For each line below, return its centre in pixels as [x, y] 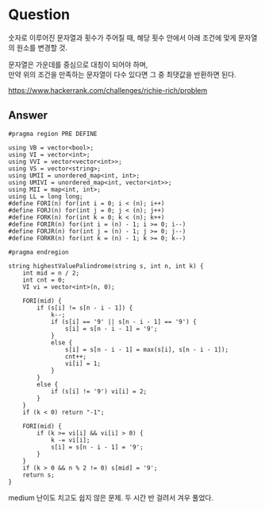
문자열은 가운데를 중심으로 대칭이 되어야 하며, [78, 64]
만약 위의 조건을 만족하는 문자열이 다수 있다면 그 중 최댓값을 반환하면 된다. [122, 74]
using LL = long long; [46, 197]
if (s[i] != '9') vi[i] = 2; [99, 391]
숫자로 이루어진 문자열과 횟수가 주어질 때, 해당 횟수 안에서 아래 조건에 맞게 [122, 37]
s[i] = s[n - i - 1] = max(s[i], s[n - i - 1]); [146, 349]
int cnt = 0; [44, 280]
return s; [39, 475]
